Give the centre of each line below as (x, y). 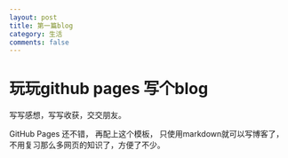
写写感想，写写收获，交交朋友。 (68, 115)
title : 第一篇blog (41, 26)
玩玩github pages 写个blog (109, 89)
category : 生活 (36, 34)
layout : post (33, 17)
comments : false (39, 42)
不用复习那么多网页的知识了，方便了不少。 (87, 145)
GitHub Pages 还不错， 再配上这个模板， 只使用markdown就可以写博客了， (147, 134)
